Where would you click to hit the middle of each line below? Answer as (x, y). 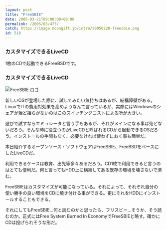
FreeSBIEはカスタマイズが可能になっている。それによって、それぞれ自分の (82, 186)
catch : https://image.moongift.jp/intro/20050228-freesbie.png (72, 29)
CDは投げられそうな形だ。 (32, 222)
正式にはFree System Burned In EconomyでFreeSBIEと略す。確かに (91, 216)
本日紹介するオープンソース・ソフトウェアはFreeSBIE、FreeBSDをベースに (82, 146)
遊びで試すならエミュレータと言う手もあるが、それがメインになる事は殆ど (82, 123)
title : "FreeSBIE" (24, 15)
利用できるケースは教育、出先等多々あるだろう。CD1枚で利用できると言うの (83, 163)
